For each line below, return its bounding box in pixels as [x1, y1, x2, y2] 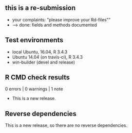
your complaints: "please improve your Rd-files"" [12, 17, 111, 22]
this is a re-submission [5, 4, 76, 12]
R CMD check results [5, 73, 70, 82]
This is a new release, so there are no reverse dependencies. [5, 122, 128, 128]
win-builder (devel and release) [12, 59, 75, 65]
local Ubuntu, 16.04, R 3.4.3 [12, 49, 68, 55]
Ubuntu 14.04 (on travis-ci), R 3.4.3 [12, 54, 83, 60]
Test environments [5, 36, 63, 44]
